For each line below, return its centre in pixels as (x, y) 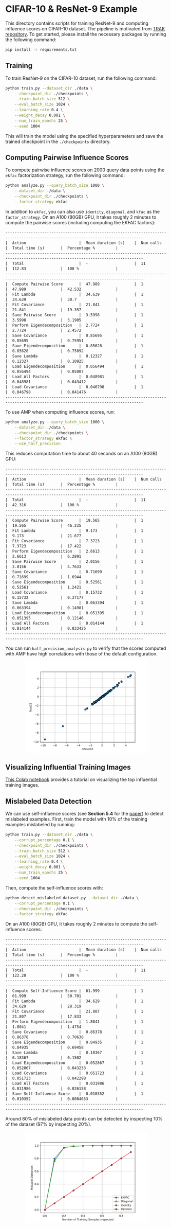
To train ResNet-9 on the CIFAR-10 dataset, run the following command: (81, 78)
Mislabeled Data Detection (49, 801)
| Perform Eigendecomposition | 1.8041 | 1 (74, 1022)
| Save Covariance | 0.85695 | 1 (74, 335)
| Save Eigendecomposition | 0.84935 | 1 (74, 1042)
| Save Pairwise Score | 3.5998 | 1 (74, 315)
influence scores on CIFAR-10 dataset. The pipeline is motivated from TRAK (85, 28)
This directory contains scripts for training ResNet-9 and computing (77, 23)
